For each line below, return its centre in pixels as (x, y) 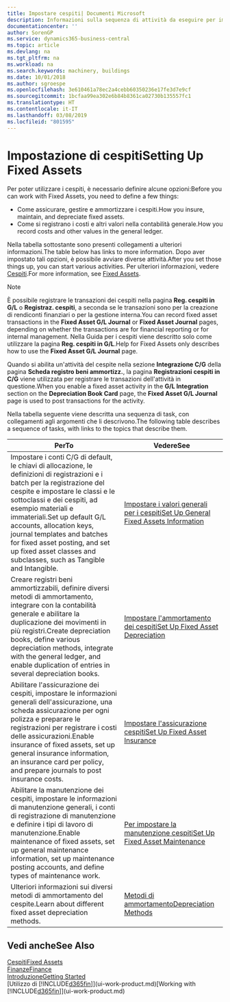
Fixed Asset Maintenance (165, 842)
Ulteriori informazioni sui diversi (62, 887)
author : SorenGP (30, 33)
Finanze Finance (29, 969)
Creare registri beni (42, 579)
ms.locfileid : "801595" (41, 122)
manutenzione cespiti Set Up (170, 833)
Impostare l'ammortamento (168, 618)
